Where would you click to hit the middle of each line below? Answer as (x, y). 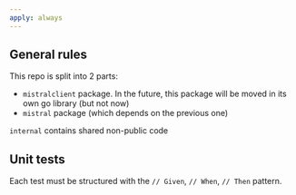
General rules (49, 55)
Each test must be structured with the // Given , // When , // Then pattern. (146, 181)
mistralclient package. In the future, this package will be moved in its (155, 94)
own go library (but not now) (76, 103)
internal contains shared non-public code (89, 131)
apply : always (36, 18)
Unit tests (37, 159)
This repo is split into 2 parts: (64, 76)
